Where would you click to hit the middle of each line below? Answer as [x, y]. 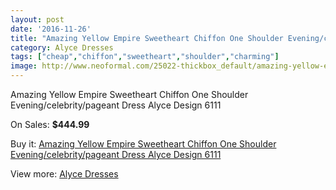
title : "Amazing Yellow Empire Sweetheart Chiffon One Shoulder [147, 38]
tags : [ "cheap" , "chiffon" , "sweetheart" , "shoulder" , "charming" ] [145, 57]
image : [24, 66]
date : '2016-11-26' [51, 29]
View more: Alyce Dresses [64, 174]
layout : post [37, 19]
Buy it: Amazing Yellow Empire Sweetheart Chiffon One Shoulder [143, 144]
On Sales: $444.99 [50, 124]
